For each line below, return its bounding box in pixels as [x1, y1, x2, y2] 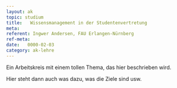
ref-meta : [6, 36, 31, 42]
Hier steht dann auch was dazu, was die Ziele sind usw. [6, 75, 142, 82]
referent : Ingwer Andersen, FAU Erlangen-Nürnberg [6, 31, 134, 37]
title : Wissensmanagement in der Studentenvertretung [6, 20, 147, 26]
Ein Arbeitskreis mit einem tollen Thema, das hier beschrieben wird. [6, 64, 172, 71]
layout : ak [6, 8, 33, 15]
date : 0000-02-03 [6, 42, 55, 48]
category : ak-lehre [6, 48, 55, 54]
